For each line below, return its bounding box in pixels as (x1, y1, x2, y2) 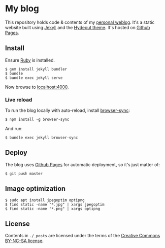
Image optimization (5, 184, 66, 193)
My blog (5, 3, 39, 14)
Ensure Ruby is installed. (5, 57, 55, 63)
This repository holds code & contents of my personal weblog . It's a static (5, 19, 155, 25)
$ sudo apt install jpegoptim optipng (5, 198, 85, 203)
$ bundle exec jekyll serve (5, 75, 63, 80)
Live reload (5, 96, 33, 103)
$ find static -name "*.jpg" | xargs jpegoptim (5, 202, 105, 207)
